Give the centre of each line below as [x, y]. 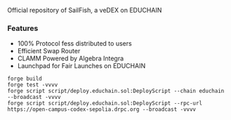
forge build [25, 79]
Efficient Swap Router [49, 51]
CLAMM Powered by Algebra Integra [71, 58]
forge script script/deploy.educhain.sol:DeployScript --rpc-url [105, 104]
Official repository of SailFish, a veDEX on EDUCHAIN [85, 10]
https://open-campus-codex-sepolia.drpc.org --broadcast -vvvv [102, 109]
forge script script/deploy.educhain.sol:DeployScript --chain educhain [116, 91]
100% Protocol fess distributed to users [74, 44]
